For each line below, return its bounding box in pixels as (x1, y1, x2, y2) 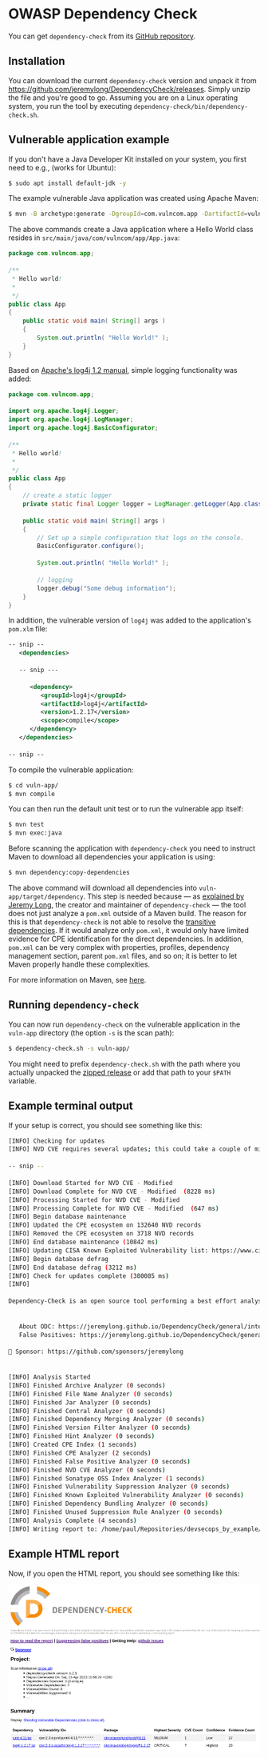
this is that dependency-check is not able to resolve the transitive (8, 917, 217, 927)
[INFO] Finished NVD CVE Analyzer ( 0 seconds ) (8, 1466, 166, 1474)
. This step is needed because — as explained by (83, 891, 245, 901)
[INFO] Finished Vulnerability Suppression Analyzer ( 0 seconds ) (8, 1483, 230, 1491)
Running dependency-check (8, 998, 140, 1012)
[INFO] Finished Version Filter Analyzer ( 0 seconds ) (8, 1424, 191, 1432)
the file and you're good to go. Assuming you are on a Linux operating (8, 93, 238, 102)
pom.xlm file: (8, 624, 48, 634)
